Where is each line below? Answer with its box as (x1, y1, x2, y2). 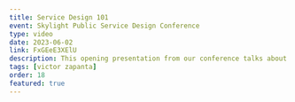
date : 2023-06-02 (9, 37, 74, 47)
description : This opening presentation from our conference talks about (9, 54, 288, 63)
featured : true (9, 79, 66, 88)
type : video (9, 29, 53, 38)
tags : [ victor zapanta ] (9, 63, 97, 72)
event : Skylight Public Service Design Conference (9, 21, 200, 30)
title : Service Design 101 (9, 12, 109, 22)
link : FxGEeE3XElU (9, 46, 77, 55)
